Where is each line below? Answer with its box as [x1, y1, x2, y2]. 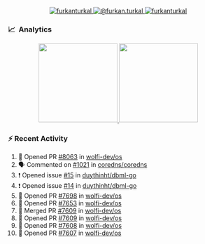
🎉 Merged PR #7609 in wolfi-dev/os [17, 206, 122, 215]
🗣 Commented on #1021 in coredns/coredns [17, 160, 148, 168]
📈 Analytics [8, 25, 52, 34]
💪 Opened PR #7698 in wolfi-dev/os [17, 191, 122, 200]
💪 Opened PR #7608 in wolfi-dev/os [17, 221, 122, 229]
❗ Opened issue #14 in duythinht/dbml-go [17, 181, 137, 189]
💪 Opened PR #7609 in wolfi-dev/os [17, 214, 122, 222]
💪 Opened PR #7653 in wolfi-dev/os [17, 198, 122, 207]
